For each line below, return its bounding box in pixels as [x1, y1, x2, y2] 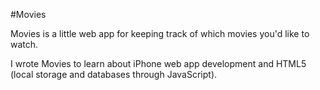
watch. [10, 39, 39, 50]
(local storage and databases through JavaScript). [10, 69, 218, 80]
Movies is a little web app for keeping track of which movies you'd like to [10, 28, 310, 39]
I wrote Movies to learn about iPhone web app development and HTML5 [10, 58, 307, 69]
